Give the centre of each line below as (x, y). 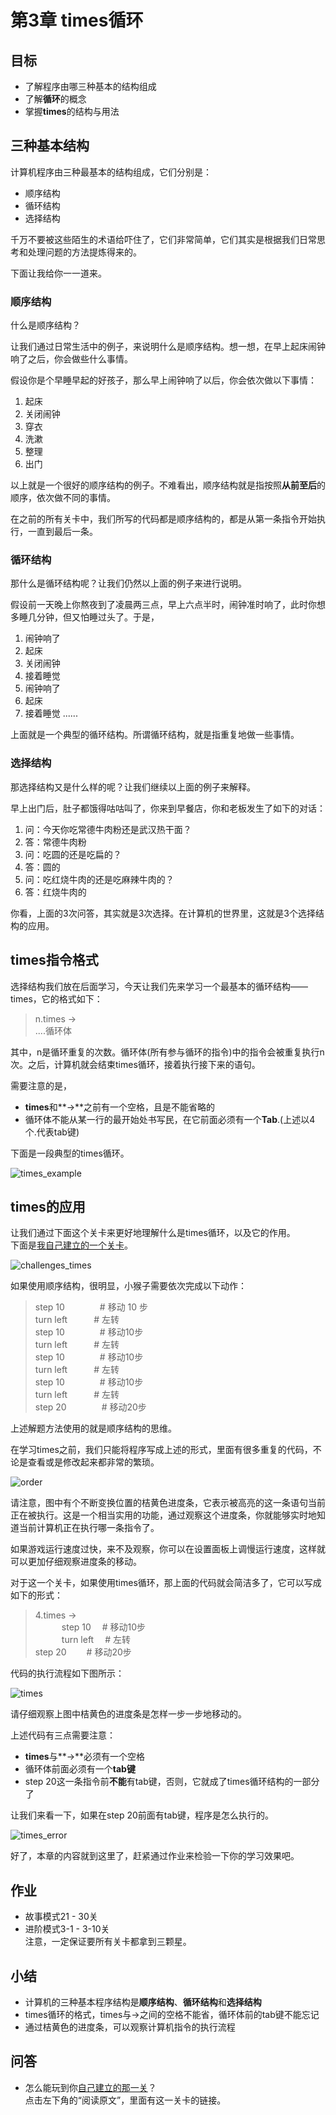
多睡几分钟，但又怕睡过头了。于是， (85, 617)
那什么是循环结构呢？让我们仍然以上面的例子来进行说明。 (128, 583)
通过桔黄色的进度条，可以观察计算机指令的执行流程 (130, 2027)
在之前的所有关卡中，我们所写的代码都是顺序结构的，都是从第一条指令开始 (163, 519)
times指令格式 (54, 960)
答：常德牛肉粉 (55, 842)
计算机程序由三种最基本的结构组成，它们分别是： (111, 172)
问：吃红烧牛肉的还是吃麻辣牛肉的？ (99, 879)
